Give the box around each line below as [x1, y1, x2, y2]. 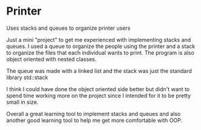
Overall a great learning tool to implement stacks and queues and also [6, 110, 181, 117]
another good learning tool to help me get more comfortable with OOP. [6, 117, 183, 124]
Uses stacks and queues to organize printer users [6, 24, 131, 32]
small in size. [6, 98, 39, 106]
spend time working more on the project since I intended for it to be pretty [6, 92, 191, 99]
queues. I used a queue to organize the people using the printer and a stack [6, 43, 196, 50]
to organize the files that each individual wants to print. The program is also [6, 49, 195, 56]
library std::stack [6, 74, 48, 81]
